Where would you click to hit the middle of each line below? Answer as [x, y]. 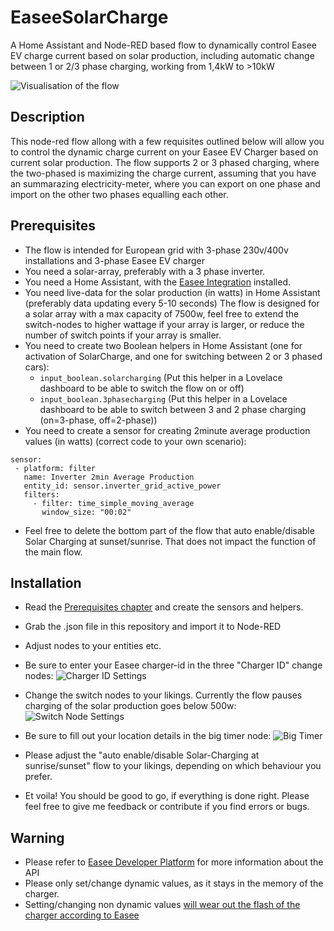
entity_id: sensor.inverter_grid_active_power [122, 486]
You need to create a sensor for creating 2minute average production [167, 430]
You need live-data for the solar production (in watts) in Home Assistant [172, 292]
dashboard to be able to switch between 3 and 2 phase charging [173, 409]
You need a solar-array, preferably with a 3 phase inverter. [145, 271]
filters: [41, 494]
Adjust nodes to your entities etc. [93, 646]
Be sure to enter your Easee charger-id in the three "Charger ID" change [173, 665]
